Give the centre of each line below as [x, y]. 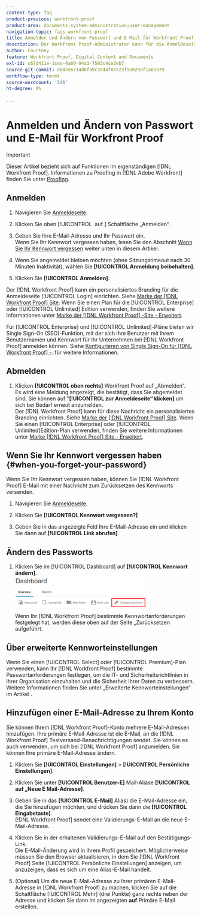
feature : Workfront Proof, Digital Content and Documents [80, 57]
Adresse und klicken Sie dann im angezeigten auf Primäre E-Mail [95, 900]
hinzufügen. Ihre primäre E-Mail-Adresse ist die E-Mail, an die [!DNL [90, 733]
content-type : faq [29, 13]
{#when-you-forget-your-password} [77, 465]
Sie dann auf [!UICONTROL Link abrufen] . [67, 533]
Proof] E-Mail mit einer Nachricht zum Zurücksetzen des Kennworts [90, 485]
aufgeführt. [29, 629]
